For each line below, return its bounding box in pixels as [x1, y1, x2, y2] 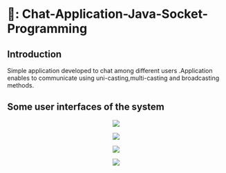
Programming [7, 21, 88, 37]
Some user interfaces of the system [7, 101, 164, 113]
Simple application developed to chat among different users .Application [7, 67, 213, 74]
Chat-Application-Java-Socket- [21, 6, 209, 22]
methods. [7, 81, 35, 89]
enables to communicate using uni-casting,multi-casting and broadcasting [7, 74, 220, 82]
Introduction [7, 48, 62, 60]
